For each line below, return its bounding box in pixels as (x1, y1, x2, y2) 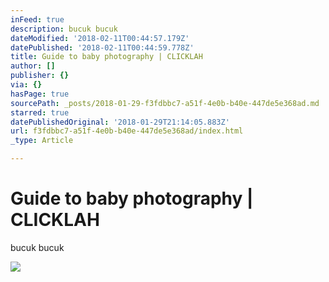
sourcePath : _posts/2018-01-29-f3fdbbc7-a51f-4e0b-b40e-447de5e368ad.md (10, 98, 320, 108)
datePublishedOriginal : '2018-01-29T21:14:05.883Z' (10, 117, 230, 127)
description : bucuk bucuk (10, 24, 118, 34)
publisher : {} (10, 71, 70, 81)
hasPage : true (10, 89, 70, 99)
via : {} (10, 80, 43, 90)
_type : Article (10, 136, 74, 146)
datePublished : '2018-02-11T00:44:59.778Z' (10, 42, 195, 53)
